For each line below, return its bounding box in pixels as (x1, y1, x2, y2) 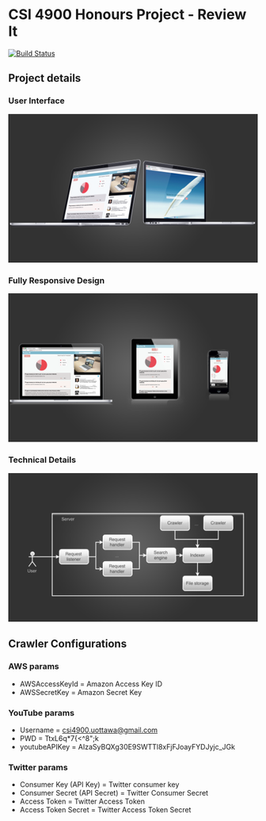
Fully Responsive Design (8, 275, 105, 286)
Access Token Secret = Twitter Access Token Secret (19, 805, 192, 815)
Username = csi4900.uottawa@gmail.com (19, 725, 158, 735)
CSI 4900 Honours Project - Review (8, 6, 247, 24)
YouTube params (8, 707, 75, 718)
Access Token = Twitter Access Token (19, 796, 145, 806)
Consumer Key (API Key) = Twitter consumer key (19, 780, 180, 789)
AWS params (8, 661, 59, 672)
